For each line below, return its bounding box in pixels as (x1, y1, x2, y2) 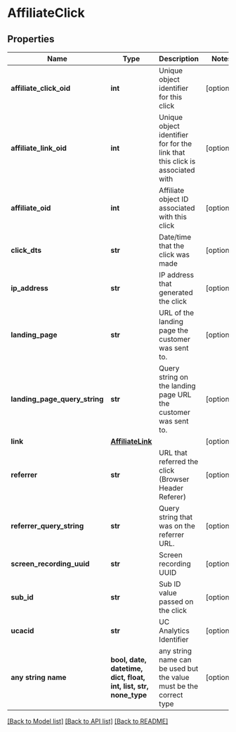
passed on (159, 597, 194, 607)
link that (159, 148, 185, 157)
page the (159, 325, 188, 335)
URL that (159, 448, 188, 457)
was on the (159, 521, 195, 531)
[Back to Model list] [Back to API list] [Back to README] (7, 717, 169, 725)
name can (159, 655, 192, 664)
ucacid (11, 626, 34, 635)
